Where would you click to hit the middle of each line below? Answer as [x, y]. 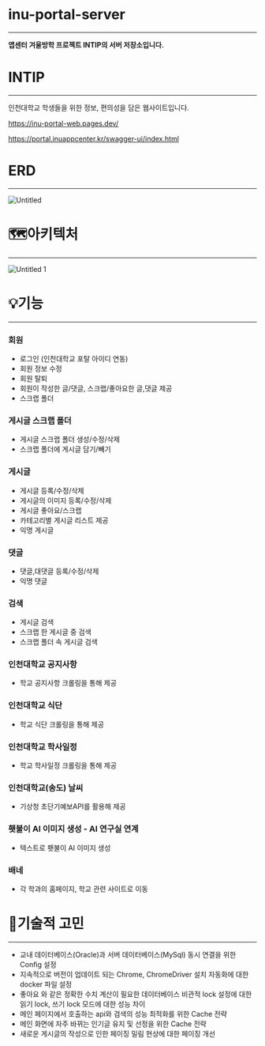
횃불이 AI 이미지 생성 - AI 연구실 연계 [74, 829]
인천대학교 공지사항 [43, 664]
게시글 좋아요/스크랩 [50, 510]
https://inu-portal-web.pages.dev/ [63, 123]
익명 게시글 [37, 530]
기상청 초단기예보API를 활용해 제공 [73, 806]
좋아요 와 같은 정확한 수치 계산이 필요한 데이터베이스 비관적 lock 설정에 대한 [136, 994]
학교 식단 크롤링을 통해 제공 [62, 724]
